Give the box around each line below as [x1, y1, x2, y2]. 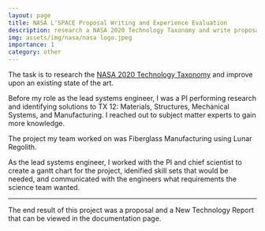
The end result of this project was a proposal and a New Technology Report [8, 206, 255, 214]
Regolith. [8, 143, 37, 151]
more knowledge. [8, 119, 65, 128]
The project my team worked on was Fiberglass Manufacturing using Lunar [8, 134, 252, 143]
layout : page [8, 11, 51, 20]
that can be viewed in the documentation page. [8, 214, 162, 223]
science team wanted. [8, 183, 80, 192]
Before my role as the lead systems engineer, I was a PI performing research [8, 94, 257, 102]
